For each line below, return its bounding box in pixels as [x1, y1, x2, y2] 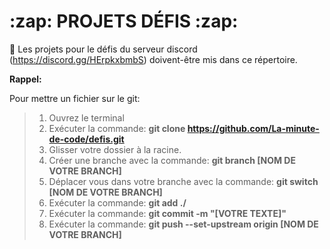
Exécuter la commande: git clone [48, 122, 186, 134]
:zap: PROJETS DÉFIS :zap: [9, 10, 239, 33]
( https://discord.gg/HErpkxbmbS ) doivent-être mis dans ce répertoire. [9, 53, 298, 65]
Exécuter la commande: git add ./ [48, 196, 187, 209]
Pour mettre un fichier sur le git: [9, 92, 141, 104]
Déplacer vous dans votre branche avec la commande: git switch [48, 175, 319, 187]
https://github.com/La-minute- [187, 122, 320, 134]
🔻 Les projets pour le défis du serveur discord [9, 43, 198, 55]
